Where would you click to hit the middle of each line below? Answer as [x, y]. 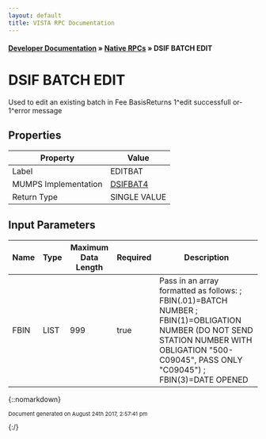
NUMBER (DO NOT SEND [206, 330]
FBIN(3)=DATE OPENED [204, 380]
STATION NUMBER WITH [206, 340]
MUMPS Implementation [57, 184]
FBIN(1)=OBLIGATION [200, 320]
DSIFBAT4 [129, 184]
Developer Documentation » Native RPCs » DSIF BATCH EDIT [110, 48]
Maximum [89, 247]
